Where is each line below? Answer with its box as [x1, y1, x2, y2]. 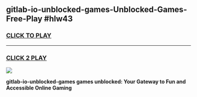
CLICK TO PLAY [6, 32, 52, 40]
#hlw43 [43, 14, 73, 24]
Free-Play [6, 14, 43, 24]
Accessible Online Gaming [6, 84, 72, 91]
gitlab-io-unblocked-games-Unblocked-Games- [6, 5, 188, 15]
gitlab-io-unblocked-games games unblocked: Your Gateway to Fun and [6, 78, 186, 85]
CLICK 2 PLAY [6, 53, 47, 62]
